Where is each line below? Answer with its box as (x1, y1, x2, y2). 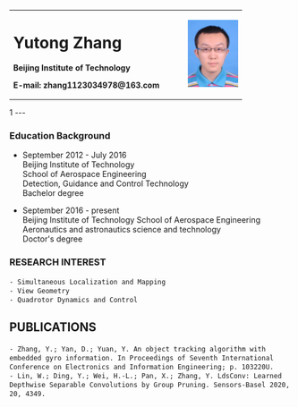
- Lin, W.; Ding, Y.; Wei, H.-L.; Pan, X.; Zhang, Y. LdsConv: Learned (9, 371, 282, 380)
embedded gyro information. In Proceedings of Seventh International (9, 353, 275, 362)
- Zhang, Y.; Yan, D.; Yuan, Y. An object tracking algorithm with (9, 344, 267, 353)
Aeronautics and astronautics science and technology (21, 225, 222, 235)
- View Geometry (9, 286, 70, 295)
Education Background (9, 130, 111, 142)
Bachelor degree (21, 188, 84, 199)
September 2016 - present (21, 205, 120, 216)
